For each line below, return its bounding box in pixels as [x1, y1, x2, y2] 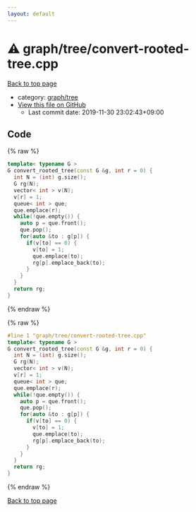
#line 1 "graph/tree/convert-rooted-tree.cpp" [7, 332, 147, 339]
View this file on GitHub [17, 100, 87, 109]
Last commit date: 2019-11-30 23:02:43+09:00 [27, 107, 164, 117]
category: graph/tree [17, 93, 79, 101]
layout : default [7, 10, 55, 18]
